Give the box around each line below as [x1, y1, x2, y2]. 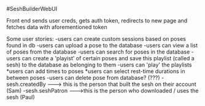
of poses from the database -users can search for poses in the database [6, 48, 190, 55]
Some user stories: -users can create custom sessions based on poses [6, 35, 186, 42]
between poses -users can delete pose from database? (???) [6, 74, 161, 81]
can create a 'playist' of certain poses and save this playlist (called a [21, 55, 195, 62]
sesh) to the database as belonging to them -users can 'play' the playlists [6, 61, 192, 68]
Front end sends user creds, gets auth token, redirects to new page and [6, 17, 188, 24]
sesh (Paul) [6, 94, 35, 101]
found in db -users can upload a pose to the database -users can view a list [6, 42, 198, 49]
